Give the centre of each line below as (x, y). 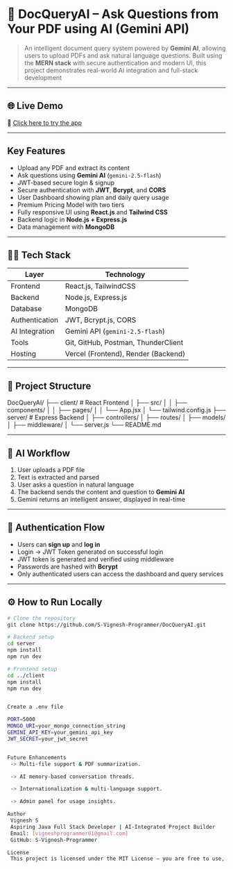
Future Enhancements (37, 757)
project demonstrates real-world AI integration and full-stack (111, 70)
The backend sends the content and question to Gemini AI (101, 492)
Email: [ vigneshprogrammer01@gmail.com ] (69, 833)
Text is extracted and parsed (58, 477)
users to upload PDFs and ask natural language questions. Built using (123, 56)
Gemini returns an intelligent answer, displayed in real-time (101, 499)
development (43, 77)
